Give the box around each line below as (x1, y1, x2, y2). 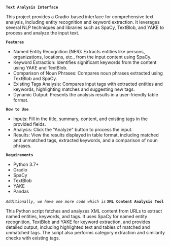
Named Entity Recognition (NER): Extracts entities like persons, (13, 49, 145, 54)
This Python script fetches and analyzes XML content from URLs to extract (6, 208, 162, 214)
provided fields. (13, 121, 46, 127)
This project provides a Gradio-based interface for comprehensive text (6, 14, 154, 20)
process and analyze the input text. (6, 30, 80, 36)
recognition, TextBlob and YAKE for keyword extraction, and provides (6, 219, 151, 225)
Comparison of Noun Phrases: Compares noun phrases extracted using (13, 70, 163, 76)
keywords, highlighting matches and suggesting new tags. (13, 86, 135, 92)
